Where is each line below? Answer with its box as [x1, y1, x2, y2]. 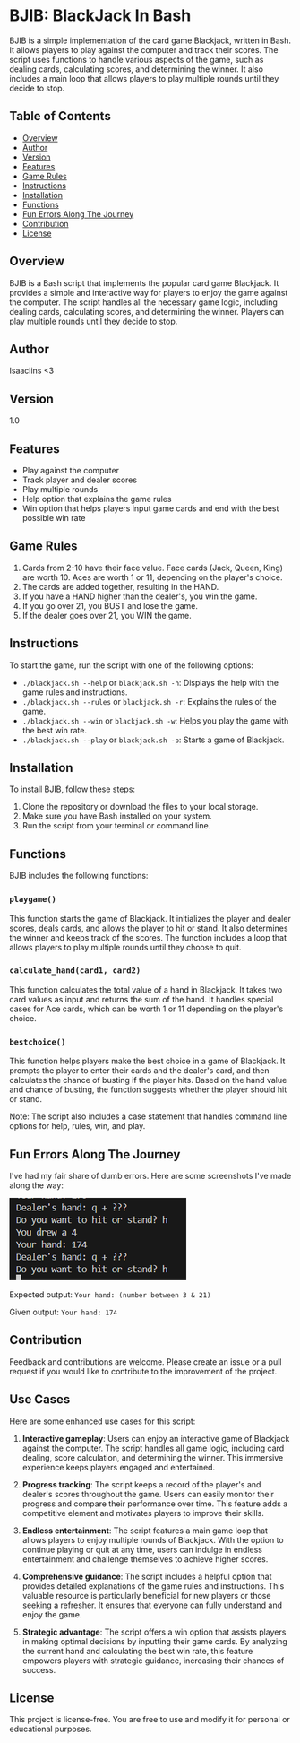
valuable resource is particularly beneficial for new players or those [21, 1590, 271, 1600]
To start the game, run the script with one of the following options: [9, 660, 253, 671]
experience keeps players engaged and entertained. [21, 1461, 216, 1472]
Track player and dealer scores [21, 474, 137, 485]
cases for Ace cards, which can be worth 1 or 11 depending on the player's [9, 1003, 284, 1014]
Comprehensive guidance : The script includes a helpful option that [21, 1571, 272, 1582]
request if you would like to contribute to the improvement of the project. [9, 1366, 278, 1376]
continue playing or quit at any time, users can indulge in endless [21, 1544, 262, 1555]
